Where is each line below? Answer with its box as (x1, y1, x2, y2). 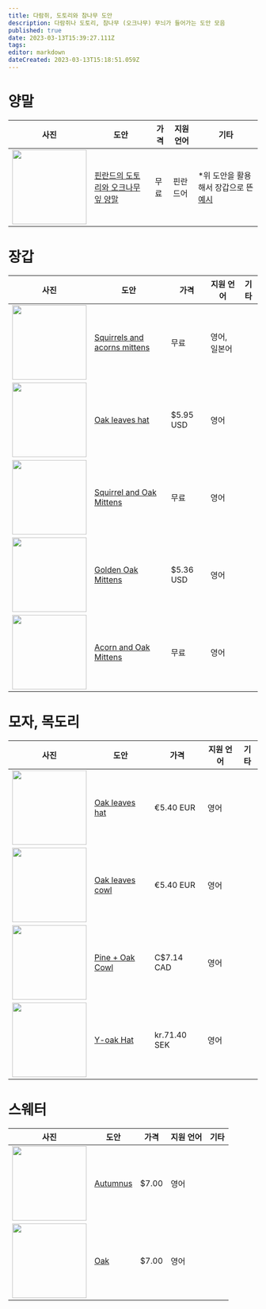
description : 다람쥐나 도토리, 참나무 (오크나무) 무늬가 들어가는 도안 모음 (8, 19, 226, 27)
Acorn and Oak (94, 641, 150, 652)
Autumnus (94, 1177, 133, 1188)
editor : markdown (8, 48, 66, 56)
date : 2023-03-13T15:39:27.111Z (8, 33, 115, 42)
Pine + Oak (94, 952, 135, 963)
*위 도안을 (197, 170, 235, 181)
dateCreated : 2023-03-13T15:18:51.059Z (8, 56, 140, 64)
